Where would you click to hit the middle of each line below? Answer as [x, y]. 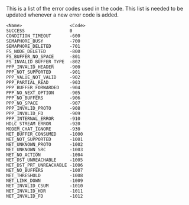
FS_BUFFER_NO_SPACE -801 [43, 57]
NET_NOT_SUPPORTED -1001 [45, 139]
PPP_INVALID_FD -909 [43, 113]
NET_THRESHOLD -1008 [45, 175]
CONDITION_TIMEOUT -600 [43, 36]
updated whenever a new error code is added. [63, 15]
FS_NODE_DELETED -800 [43, 51]
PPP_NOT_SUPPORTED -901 [43, 72]
